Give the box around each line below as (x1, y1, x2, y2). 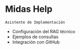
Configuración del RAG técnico (12, 28, 76, 34)
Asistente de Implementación (5, 20, 65, 25)
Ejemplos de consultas (12, 34, 59, 40)
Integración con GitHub (12, 39, 60, 45)
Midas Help (5, 3, 53, 15)
